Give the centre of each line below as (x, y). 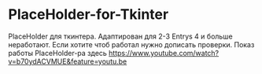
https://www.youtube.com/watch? (164, 53)
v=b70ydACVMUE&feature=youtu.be (68, 61)
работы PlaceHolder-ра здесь (58, 53)
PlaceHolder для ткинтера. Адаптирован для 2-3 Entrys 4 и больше (121, 36)
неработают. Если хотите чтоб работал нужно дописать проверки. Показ (131, 44)
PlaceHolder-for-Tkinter (89, 15)
